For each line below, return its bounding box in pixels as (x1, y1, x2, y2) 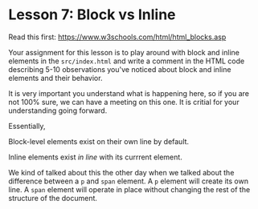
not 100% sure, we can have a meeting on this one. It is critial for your (8, 97, 240, 107)
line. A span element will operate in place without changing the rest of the (8, 184, 251, 194)
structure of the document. (8, 193, 98, 203)
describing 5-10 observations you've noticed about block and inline (8, 64, 231, 74)
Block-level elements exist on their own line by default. (8, 136, 190, 146)
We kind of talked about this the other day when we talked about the (8, 167, 235, 177)
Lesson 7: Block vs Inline (8, 6, 176, 24)
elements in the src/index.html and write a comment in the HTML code (8, 56, 245, 66)
